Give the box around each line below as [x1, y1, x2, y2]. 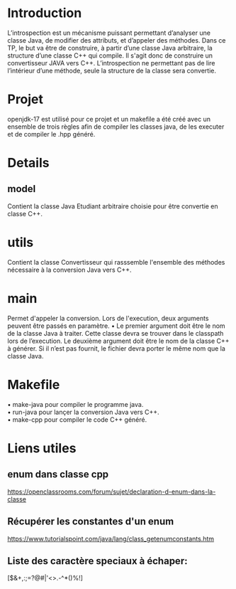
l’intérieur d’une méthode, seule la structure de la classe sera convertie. [7, 66, 216, 75]
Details [7, 155, 50, 171]
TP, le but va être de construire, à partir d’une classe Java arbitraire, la [7, 43, 213, 52]
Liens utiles [7, 440, 77, 456]
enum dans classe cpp [7, 468, 109, 481]
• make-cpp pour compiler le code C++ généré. [7, 415, 147, 424]
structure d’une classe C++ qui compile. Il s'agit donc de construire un [7, 51, 213, 60]
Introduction [7, 5, 82, 21]
